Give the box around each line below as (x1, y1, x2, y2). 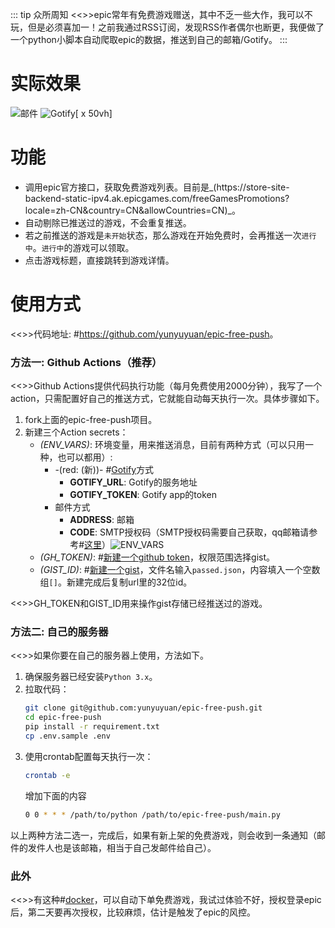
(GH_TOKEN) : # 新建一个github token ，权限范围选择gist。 (39, 551, 276, 563)
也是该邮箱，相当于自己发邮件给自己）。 (53, 841, 217, 853)
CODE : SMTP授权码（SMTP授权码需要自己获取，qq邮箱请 (69, 526, 310, 538)
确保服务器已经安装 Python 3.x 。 (24, 671, 158, 683)
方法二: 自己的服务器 (10, 625, 109, 639)
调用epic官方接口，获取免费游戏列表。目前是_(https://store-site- (24, 181, 290, 193)
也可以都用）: (57, 451, 113, 463)
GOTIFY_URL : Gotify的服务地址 (69, 476, 198, 488)
